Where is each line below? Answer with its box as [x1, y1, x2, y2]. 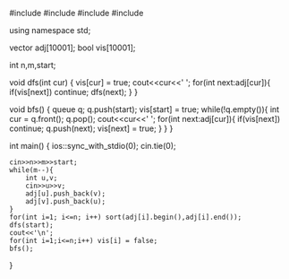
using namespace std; [9, 25, 91, 35]
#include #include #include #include [9, 8, 144, 18]
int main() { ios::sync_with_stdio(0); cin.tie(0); [9, 141, 176, 151]
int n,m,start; [9, 60, 56, 70]
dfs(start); [9, 221, 54, 230]
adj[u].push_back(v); [25, 189, 106, 198]
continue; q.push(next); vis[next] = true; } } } [9, 123, 174, 134]
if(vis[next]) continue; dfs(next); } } [9, 87, 139, 97]
